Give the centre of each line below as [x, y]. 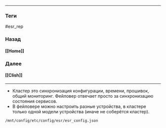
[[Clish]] [14, 75]
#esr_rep [14, 26]
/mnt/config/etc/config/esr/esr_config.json [52, 121]
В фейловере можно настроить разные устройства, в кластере [79, 106]
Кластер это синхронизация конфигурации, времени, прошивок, [81, 91]
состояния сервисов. [35, 101]
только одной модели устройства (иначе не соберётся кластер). [81, 111]
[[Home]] [15, 51]
